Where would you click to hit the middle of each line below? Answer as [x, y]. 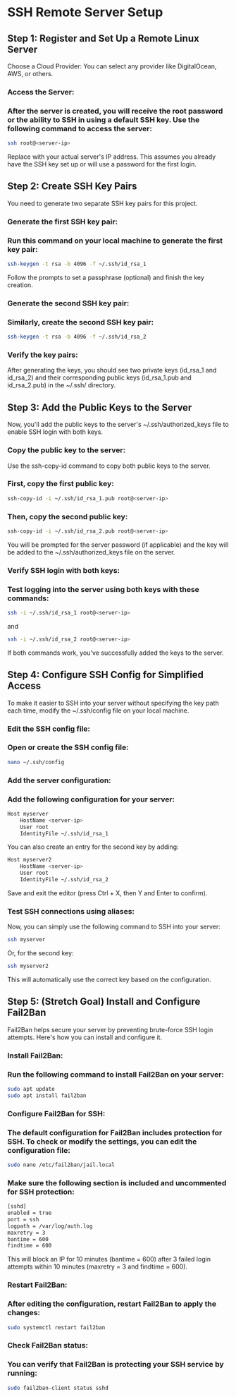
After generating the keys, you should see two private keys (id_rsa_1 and [112, 370]
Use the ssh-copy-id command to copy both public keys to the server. [109, 466]
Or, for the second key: [41, 953]
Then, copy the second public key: [68, 516]
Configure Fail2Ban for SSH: [56, 1113]
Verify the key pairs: [43, 355]
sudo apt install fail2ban [47, 1095]
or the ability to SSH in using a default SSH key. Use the [104, 119]
